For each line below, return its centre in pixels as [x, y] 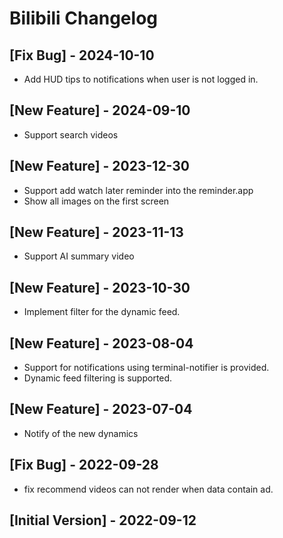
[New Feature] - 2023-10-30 [100, 287]
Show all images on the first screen [96, 201]
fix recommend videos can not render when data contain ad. [148, 489]
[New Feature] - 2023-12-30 [100, 166]
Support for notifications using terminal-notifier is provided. [146, 368]
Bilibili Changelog [83, 18]
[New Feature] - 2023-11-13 [96, 232]
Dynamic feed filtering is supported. [98, 378]
